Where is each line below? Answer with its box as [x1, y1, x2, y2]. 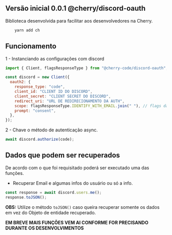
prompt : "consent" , [14, 108, 56, 113]
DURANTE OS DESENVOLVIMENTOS [5, 225, 84, 231]
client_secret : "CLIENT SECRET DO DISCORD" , [14, 93, 111, 99]
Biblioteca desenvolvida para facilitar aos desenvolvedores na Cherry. [5, 17, 153, 24]
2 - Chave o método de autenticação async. [5, 127, 98, 133]
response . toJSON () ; [5, 194, 47, 200]
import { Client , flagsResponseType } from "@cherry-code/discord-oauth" [5, 65, 166, 71]
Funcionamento [5, 42, 57, 51]
